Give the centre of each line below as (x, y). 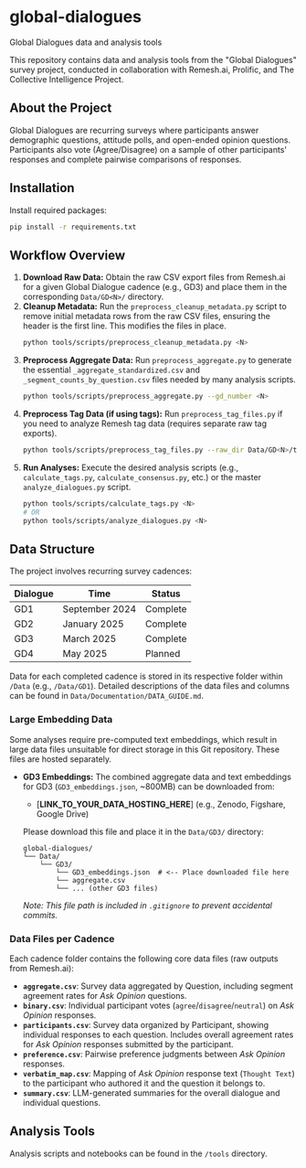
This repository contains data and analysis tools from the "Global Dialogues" (153, 59)
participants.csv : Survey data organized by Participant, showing (146, 1024)
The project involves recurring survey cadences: (101, 571)
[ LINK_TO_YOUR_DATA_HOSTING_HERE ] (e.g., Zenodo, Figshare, (161, 804)
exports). (40, 433)
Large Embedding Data (61, 720)
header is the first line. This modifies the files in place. (124, 326)
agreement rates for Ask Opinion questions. (105, 995)
